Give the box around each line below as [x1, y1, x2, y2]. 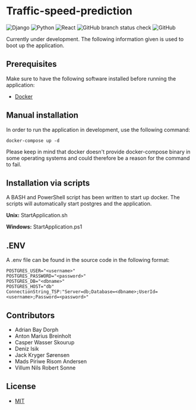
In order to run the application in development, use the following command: [6, 126, 190, 133]
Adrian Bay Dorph [14, 326, 59, 333]
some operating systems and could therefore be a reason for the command [6, 154, 190, 162]
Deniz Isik [14, 345, 39, 352]
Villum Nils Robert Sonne [14, 364, 76, 371]
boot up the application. [6, 42, 65, 49]
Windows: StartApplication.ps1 [6, 223, 83, 230]
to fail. [6, 161, 22, 168]
